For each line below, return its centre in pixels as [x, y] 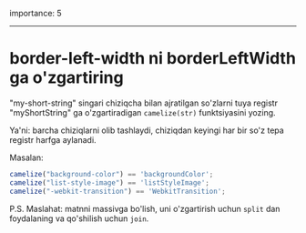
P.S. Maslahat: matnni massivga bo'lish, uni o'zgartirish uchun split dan [145, 208]
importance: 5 [36, 13]
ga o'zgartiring [67, 78]
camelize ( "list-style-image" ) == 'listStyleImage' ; [109, 182]
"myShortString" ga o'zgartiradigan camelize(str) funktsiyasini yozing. [143, 112]
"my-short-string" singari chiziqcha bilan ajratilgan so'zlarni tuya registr [143, 103]
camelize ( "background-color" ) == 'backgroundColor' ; [112, 174]
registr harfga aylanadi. [53, 139]
